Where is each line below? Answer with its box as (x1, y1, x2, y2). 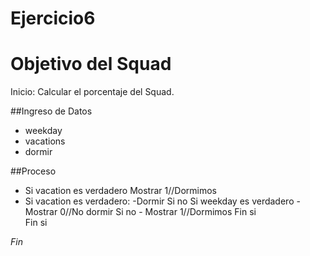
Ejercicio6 (10, 7, 96, 30)
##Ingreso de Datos (10, 105, 93, 117)
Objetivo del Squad (10, 53, 172, 76)
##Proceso (10, 165, 57, 177)
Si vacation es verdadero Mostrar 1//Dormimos (24, 185, 217, 197)
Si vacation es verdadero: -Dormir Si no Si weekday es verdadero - (24, 195, 301, 207)
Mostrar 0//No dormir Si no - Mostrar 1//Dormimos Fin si (24, 206, 257, 218)
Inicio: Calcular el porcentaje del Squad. (10, 86, 175, 98)
